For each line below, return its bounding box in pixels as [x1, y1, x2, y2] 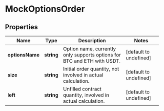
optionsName [7, 52, 40, 58]
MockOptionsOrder [5, 3, 85, 15]
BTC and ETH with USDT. [63, 57, 121, 64]
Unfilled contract [63, 86, 102, 92]
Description [78, 37, 106, 44]
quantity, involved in [63, 92, 109, 98]
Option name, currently [63, 45, 116, 52]
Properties [5, 23, 38, 31]
